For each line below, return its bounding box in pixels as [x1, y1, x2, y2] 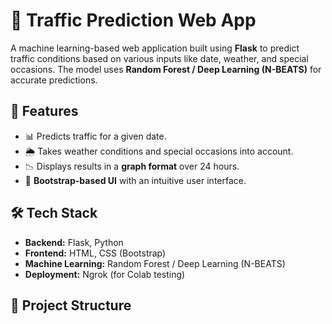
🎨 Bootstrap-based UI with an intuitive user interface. [24, 174, 247, 186]
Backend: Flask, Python [24, 236, 124, 248]
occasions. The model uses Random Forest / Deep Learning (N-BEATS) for [10, 63, 322, 75]
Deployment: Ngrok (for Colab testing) [24, 268, 186, 280]
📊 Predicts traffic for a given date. [24, 130, 167, 142]
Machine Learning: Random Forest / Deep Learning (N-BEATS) [24, 257, 286, 269]
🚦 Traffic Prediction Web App [10, 9, 257, 32]
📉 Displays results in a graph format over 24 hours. [24, 160, 240, 172]
